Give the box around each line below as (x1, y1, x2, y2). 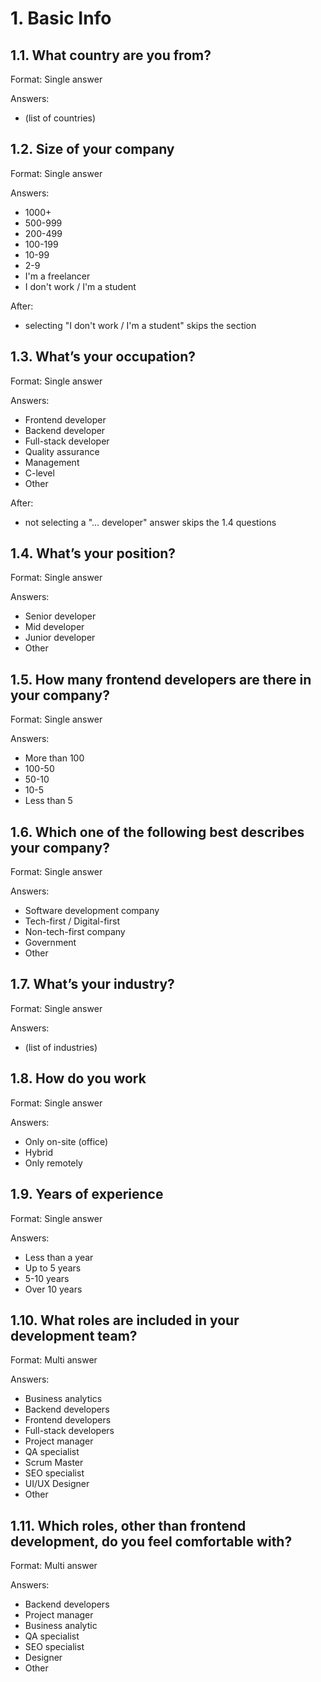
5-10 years (24, 1272, 70, 1284)
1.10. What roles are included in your (10, 1312, 240, 1329)
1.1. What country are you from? (10, 47, 212, 64)
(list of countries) (24, 112, 97, 124)
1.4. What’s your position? (10, 545, 177, 562)
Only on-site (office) (24, 1135, 109, 1147)
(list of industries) (24, 1041, 98, 1053)
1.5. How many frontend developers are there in (10, 671, 312, 688)
